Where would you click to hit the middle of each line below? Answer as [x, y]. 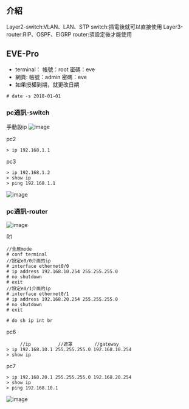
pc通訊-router [27, 211]
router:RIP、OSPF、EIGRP [39, 34]
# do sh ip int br [29, 321]
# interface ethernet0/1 [38, 294]
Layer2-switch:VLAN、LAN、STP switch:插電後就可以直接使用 [84, 27]
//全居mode [19, 249]
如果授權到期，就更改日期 [47, 85]
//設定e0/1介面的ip [29, 289]
